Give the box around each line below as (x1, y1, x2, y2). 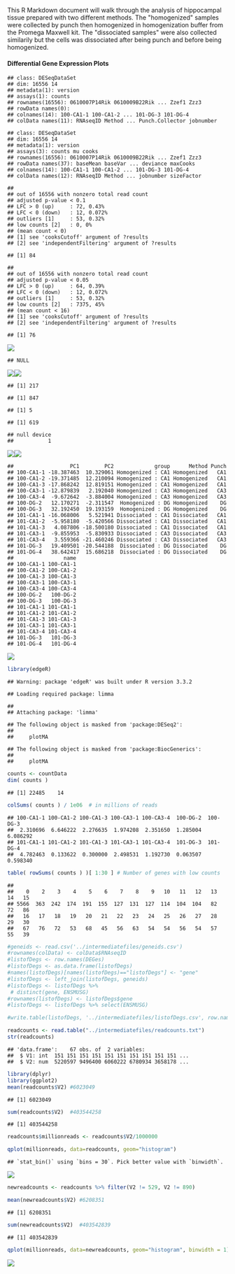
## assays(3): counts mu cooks (7, 148, 99, 155)
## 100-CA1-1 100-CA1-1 (7, 561, 77, 568)
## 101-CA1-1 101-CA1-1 (7, 604, 77, 611)
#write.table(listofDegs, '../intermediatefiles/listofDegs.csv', (7, 1014, 205, 1021)
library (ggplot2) (7, 1077, 58, 1084)
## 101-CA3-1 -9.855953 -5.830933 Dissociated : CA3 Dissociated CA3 (7, 530, 227, 537)
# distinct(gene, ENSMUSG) (10, 989, 90, 996)
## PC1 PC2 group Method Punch (7, 463, 227, 470)
